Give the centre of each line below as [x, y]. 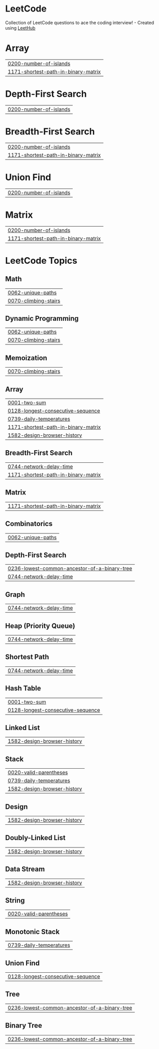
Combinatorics [29, 524]
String [15, 901]
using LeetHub [20, 28]
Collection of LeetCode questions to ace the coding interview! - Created [80, 23]
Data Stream [25, 869]
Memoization [26, 358]
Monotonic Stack [33, 931]
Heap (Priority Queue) [40, 626]
